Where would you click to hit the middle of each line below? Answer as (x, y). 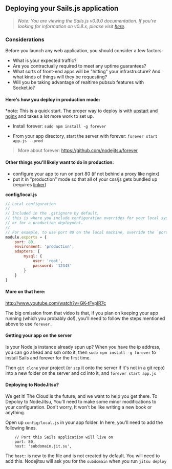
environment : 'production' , (44, 247)
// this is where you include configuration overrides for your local (82, 218)
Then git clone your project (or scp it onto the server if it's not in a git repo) (85, 368)
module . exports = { (26, 237)
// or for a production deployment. (44, 223)
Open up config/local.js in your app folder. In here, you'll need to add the (84, 422)
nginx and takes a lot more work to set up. (50, 116)
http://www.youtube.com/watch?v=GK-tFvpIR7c (56, 303)
